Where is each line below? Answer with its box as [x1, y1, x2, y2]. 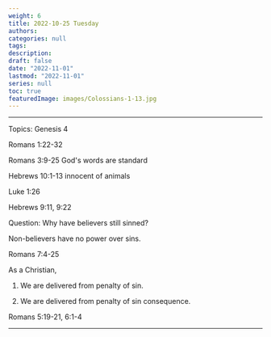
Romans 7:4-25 [8, 250, 60, 259]
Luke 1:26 [8, 187, 40, 196]
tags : [8, 42, 27, 50]
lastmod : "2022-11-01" [8, 72, 85, 80]
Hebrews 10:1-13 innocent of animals [8, 171, 131, 181]
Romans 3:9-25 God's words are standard [8, 155, 148, 166]
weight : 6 [8, 11, 42, 20]
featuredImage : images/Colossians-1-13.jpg [8, 95, 157, 103]
